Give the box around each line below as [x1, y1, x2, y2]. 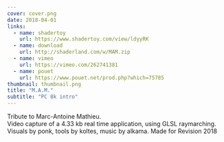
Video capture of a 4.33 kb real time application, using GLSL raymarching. [7, 120, 216, 128]
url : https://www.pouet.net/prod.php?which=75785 [19, 74, 165, 81]
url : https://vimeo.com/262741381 [19, 61, 118, 68]
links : [7, 23, 26, 30]
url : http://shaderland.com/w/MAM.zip [19, 49, 131, 56]
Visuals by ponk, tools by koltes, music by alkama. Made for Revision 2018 [7, 127, 218, 135]
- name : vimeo [13, 55, 54, 62]
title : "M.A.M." [7, 87, 54, 94]
